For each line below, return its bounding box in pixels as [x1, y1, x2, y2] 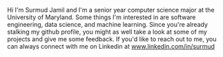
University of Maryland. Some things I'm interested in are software [7, 13, 196, 21]
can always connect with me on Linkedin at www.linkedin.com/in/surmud [7, 43, 215, 50]
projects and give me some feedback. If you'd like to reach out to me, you [7, 35, 217, 43]
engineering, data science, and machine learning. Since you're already [7, 21, 209, 28]
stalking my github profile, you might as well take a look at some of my [7, 27, 207, 36]
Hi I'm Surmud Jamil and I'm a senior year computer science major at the [7, 6, 215, 14]
